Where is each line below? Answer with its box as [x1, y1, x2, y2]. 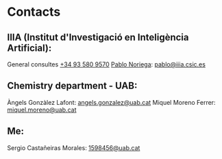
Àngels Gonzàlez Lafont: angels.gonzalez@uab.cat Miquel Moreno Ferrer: [7, 98, 216, 106]
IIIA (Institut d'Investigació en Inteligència [7, 32, 189, 43]
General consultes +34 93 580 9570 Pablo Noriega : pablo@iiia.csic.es [7, 60, 206, 69]
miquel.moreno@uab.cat [7, 106, 77, 114]
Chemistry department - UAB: [7, 80, 138, 92]
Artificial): [7, 42, 52, 53]
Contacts [7, 4, 61, 20]
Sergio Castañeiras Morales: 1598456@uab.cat [7, 143, 140, 151]
